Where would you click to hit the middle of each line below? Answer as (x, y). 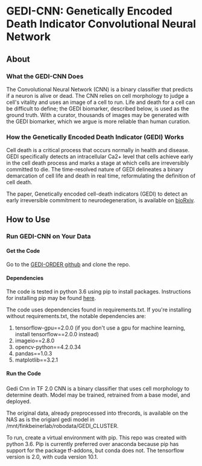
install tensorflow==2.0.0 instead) (57, 334)
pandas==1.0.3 (33, 353)
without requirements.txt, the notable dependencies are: (76, 316)
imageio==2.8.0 (35, 340)
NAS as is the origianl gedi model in (50, 420)
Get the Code (23, 251)
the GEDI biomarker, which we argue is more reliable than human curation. (99, 121)
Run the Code (24, 374)
